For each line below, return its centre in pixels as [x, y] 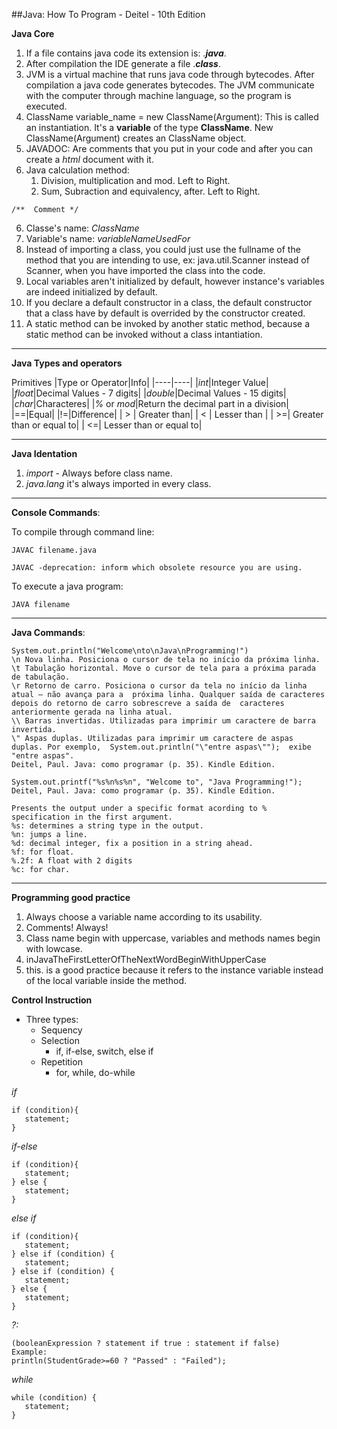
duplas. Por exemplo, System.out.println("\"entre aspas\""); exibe [161, 747]
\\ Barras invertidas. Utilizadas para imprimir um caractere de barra [163, 721]
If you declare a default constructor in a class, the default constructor [169, 302]
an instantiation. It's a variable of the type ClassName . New [149, 127]
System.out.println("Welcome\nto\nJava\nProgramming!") [130, 651]
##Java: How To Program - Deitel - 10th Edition [108, 14]
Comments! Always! [67, 927]
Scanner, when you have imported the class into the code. [145, 270]
